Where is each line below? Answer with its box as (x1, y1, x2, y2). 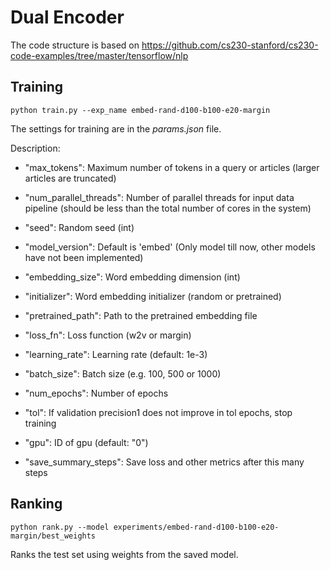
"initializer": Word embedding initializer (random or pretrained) (24, 290, 282, 302)
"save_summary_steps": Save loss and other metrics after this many (24, 456, 305, 468)
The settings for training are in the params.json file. (10, 122, 222, 135)
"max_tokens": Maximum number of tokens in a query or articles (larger (24, 161, 320, 173)
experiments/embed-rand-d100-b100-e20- (113, 522, 280, 532)
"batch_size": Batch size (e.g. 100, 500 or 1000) (24, 367, 222, 380)
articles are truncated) (24, 172, 117, 184)
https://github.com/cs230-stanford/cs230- (141, 39, 319, 51)
